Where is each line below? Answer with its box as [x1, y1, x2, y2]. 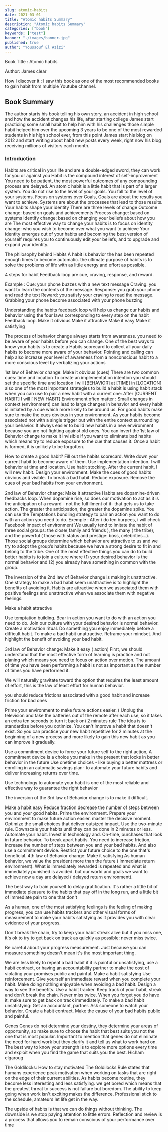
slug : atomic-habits [5, 7, 48, 13]
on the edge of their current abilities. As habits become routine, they [5, 1075, 146, 1081]
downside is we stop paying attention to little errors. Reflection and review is [5, 1111, 162, 1117]
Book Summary [5, 98, 54, 106]
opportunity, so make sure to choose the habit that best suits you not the [5, 1028, 155, 1034]
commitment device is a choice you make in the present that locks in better [5, 754, 160, 760]
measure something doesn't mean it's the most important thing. [5, 950, 136, 956]
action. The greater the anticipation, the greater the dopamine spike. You [5, 506, 155, 512]
